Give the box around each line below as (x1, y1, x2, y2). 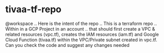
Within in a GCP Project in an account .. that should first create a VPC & (5, 25, 155, 32)
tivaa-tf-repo (5, 4, 62, 15)
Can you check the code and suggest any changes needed (5, 42, 130, 48)
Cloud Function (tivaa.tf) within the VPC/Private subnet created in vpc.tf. (5, 37, 157, 43)
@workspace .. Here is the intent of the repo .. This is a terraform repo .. (5, 20, 157, 26)
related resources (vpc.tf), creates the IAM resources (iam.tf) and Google (5, 31, 159, 37)
